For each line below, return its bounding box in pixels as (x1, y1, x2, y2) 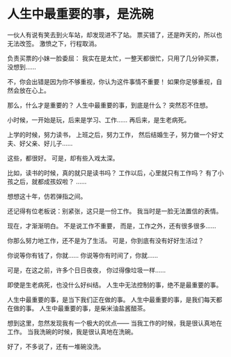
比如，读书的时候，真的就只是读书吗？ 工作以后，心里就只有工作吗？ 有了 (7, 168, 218, 177)
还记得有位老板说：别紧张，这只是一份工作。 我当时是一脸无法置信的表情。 (7, 206, 223, 215)
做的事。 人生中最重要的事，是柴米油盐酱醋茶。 (13, 304, 150, 313)
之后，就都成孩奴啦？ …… (13, 177, 87, 185)
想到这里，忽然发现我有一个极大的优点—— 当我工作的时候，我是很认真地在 (7, 319, 223, 327)
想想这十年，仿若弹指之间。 (7, 192, 87, 200)
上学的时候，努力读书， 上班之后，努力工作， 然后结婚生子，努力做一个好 (7, 130, 218, 139)
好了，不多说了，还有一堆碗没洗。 (7, 342, 105, 351)
